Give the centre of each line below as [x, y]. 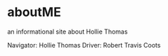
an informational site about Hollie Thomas [67, 31]
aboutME [34, 12]
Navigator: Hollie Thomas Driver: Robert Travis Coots [84, 45]
